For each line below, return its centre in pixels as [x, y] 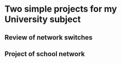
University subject [43, 19]
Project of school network [45, 54]
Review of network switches [49, 37]
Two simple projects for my [61, 9]
